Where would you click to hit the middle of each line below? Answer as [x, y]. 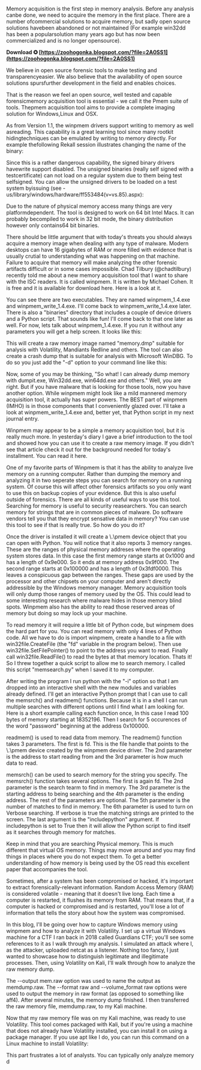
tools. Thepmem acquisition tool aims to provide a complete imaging [91, 107]
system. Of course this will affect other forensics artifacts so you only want [99, 487]
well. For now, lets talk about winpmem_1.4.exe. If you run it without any [94, 325]
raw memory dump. [31, 969]
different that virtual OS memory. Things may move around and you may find [101, 850]
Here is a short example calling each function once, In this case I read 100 [97, 713]
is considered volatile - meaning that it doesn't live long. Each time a [91, 894]
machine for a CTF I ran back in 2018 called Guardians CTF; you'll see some [100, 937]
